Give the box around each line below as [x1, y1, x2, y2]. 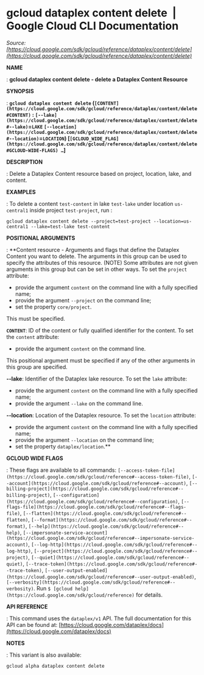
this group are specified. [6, 363, 68, 371]
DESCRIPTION [6, 158, 43, 166]
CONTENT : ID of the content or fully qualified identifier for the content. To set [6, 326, 194, 334]
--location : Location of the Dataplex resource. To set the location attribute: [6, 411, 196, 419]
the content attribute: [6, 333, 60, 340]
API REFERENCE [6, 603, 48, 610]
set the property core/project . [15, 303, 92, 310]
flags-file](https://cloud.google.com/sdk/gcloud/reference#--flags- [6, 504, 187, 510]
